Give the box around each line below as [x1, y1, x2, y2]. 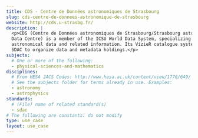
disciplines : [6, 69, 38, 75]
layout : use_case [6, 123, 49, 129]
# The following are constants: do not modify [6, 112, 123, 118]
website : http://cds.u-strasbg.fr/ [6, 19, 94, 25]
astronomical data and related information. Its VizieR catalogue [11, 42, 178, 48]
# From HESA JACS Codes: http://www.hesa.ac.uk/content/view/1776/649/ [11, 74, 192, 80]
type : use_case [6, 118, 44, 124]
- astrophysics [11, 90, 49, 96]
